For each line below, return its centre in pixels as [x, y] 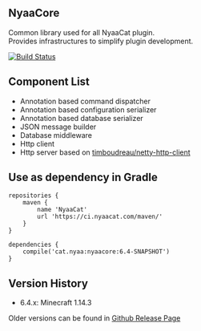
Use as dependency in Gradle [83, 178]
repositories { [34, 196]
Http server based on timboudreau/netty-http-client [105, 152]
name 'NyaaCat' [62, 210]
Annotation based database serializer [82, 118]
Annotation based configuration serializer [88, 109]
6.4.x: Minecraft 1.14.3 [56, 303]
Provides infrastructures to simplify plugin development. [101, 41]
